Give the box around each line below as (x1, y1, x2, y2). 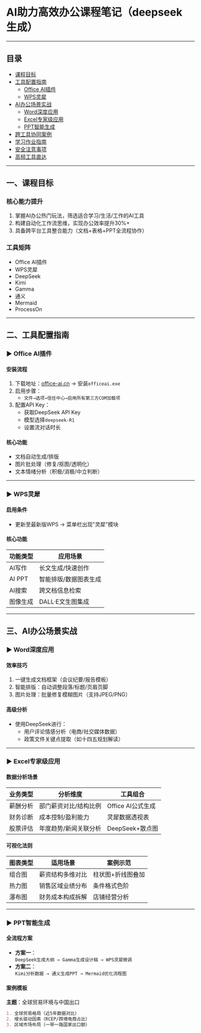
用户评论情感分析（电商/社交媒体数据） (23, 728, 121, 735)
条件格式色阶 (93, 881, 130, 890)
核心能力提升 (6, 197, 44, 206)
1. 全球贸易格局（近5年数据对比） (6, 1011, 80, 1017)
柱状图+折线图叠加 (93, 870, 145, 878)
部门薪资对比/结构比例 (39, 802, 102, 810)
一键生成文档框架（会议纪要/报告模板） (14, 676, 112, 683)
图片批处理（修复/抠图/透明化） (14, 460, 93, 468)
